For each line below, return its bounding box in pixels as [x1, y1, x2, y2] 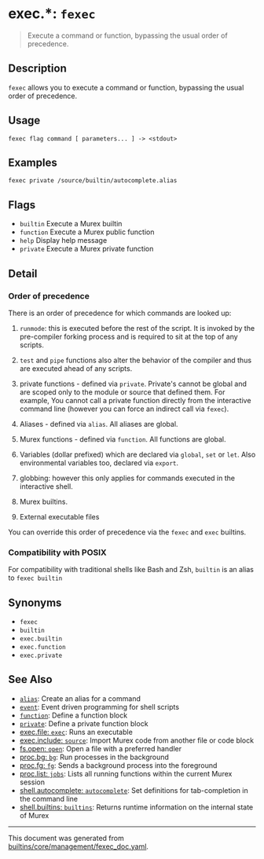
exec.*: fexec [8, 5, 96, 23]
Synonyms [8, 596, 62, 609]
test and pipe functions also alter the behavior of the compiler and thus [19, 355, 252, 365]
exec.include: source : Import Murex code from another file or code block [19, 736, 254, 745]
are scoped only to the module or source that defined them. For [19, 387, 225, 397]
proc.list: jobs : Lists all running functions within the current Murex [19, 769, 233, 778]
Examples [8, 156, 57, 169]
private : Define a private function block [19, 718, 148, 728]
